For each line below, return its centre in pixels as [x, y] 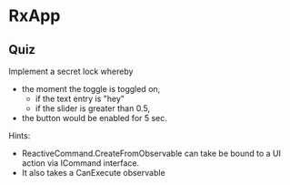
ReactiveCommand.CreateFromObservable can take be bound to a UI [151, 153]
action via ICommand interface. [80, 163]
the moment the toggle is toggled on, [91, 89]
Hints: [20, 136]
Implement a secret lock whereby [71, 71]
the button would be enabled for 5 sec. [94, 118]
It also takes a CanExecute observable [93, 173]
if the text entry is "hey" [80, 98]
